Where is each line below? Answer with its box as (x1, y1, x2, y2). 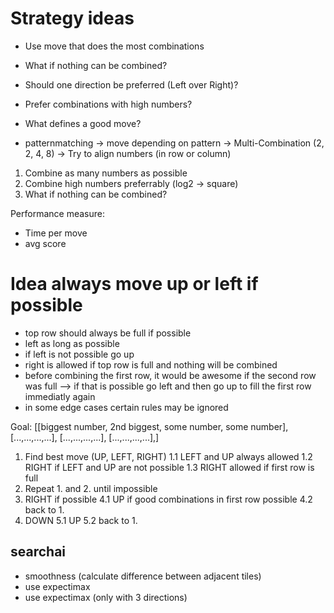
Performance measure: (10, 207, 105, 219)
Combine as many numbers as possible (24, 167, 188, 179)
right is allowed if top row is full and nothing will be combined (24, 358, 278, 371)
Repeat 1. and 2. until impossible (24, 482, 158, 494)
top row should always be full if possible (24, 327, 192, 339)
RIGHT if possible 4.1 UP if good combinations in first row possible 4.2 (24, 493, 313, 505)
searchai (10, 543, 67, 561)
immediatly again (24, 390, 96, 402)
